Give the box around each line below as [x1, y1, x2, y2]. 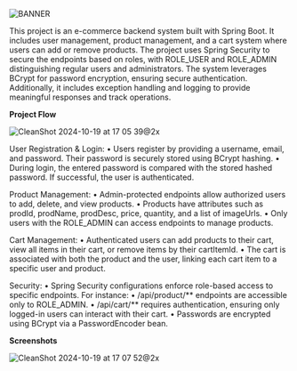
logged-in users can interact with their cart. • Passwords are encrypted [9, 309, 271, 319]
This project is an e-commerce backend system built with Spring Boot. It [9, 26, 275, 36]
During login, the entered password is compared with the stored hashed [9, 163, 273, 173]
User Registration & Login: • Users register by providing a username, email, [9, 143, 285, 154]
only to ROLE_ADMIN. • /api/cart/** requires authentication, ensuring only [9, 299, 280, 310]
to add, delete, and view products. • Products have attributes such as [9, 198, 264, 209]
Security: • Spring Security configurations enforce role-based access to [9, 280, 274, 291]
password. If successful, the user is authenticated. [9, 172, 195, 182]
